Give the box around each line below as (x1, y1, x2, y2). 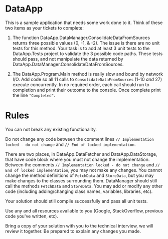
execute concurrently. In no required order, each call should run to (12, 81, 149, 88)
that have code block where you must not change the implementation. (5, 156, 150, 162)
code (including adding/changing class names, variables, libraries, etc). (5, 188, 153, 194)
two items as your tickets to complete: (5, 25, 84, 31)
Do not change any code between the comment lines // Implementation (5, 136, 154, 142)
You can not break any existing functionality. (5, 126, 97, 132)
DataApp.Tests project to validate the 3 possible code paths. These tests (12, 51, 163, 57)
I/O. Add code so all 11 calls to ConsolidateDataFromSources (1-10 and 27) (12, 76, 162, 82)
